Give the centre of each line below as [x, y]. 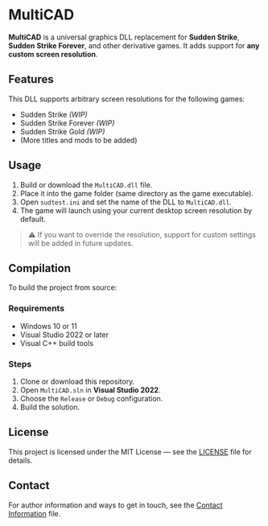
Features [31, 79]
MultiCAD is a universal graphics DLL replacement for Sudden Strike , [124, 37]
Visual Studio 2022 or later [64, 335]
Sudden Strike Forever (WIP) [67, 123]
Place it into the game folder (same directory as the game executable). [136, 193]
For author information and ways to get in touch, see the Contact [115, 505]
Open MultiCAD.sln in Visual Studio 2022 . [90, 390]
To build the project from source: [63, 288]
